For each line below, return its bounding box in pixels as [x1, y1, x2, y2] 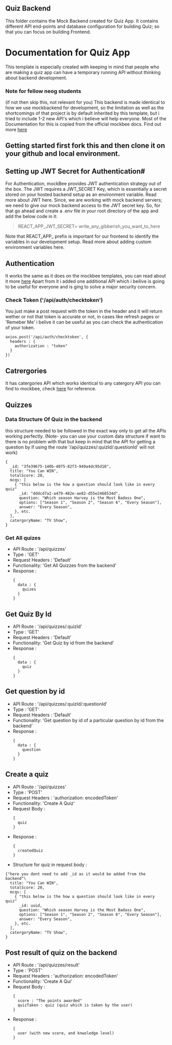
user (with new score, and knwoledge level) [17, 1031, 114, 1036]
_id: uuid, [18, 903, 43, 908]
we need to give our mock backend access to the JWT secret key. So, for [5, 203, 161, 209]
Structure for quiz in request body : [12, 861, 87, 868]
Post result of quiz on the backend [5, 948, 117, 957]
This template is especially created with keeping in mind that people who [5, 64, 160, 70]
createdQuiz [17, 848, 43, 853]
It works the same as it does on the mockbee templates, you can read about [5, 273, 166, 279]
